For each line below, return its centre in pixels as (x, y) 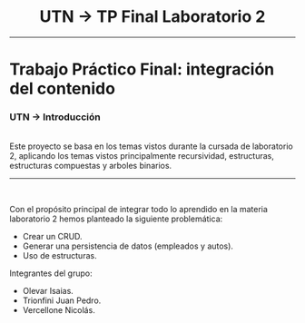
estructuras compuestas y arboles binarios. (91, 166)
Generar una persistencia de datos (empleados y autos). (128, 246)
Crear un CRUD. (53, 237)
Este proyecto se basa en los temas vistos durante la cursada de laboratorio (151, 146)
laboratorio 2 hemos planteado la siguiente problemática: (116, 219)
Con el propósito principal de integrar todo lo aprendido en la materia (138, 210)
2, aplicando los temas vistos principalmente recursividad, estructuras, (142, 156)
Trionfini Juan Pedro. (62, 300)
